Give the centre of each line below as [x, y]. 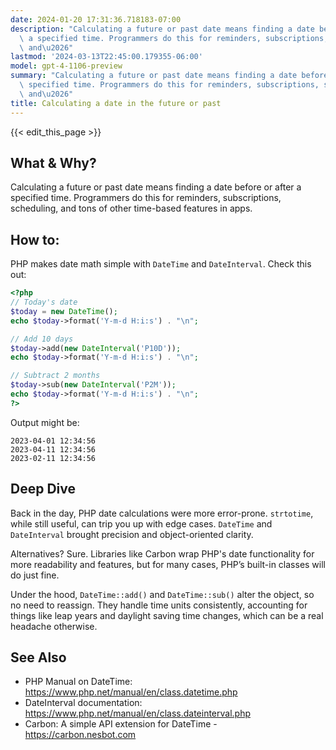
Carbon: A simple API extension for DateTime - [121, 724]
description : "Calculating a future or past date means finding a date [162, 29]
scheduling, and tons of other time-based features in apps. [131, 208]
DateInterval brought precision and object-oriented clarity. [132, 534]
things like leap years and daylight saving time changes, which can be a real [167, 615]
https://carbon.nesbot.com [80, 735]
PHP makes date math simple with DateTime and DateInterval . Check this [161, 264]
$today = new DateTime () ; [64, 311]
